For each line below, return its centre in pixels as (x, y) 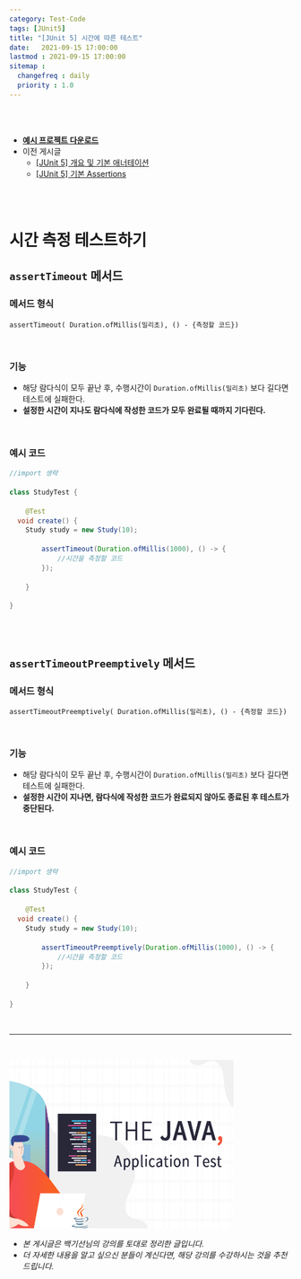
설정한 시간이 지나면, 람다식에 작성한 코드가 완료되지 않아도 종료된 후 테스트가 (155, 797)
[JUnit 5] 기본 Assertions (81, 173)
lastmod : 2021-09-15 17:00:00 (68, 57)
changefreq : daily (54, 76)
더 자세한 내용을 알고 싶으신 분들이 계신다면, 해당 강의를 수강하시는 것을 (146, 1255)
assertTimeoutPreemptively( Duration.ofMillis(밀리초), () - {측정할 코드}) (148, 712)
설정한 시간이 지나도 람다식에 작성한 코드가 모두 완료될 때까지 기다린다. (144, 410)
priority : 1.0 (46, 85)
